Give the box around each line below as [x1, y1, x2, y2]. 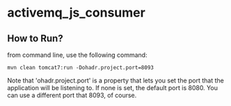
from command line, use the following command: [7, 51, 148, 59]
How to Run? [7, 33, 64, 44]
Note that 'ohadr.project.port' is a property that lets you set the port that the [7, 76, 225, 85]
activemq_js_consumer [7, 5, 146, 21]
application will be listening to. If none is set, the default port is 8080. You [7, 84, 218, 91]
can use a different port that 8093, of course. [7, 91, 137, 99]
